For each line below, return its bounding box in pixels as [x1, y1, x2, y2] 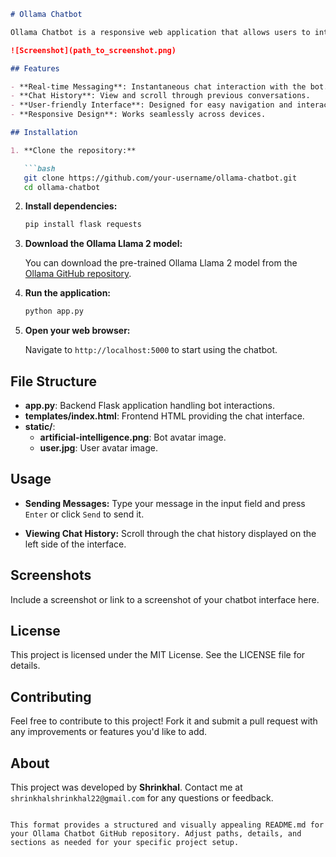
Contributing [10, 688, 92, 705]
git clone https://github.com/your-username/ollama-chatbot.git [23, 173, 298, 183]
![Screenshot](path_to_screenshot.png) [10, 45, 177, 55]
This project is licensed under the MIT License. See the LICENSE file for [10, 649, 306, 661]
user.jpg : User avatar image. [39, 441, 158, 454]
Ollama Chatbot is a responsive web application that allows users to [10, 27, 311, 37]
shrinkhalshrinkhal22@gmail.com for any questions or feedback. [10, 792, 274, 804]
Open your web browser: [24, 325, 131, 337]
